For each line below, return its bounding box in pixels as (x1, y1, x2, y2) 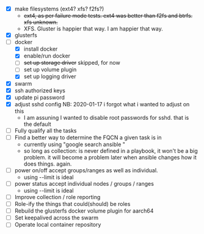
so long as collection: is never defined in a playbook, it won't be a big (23, 147, 198, 155)
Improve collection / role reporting (14, 194, 101, 200)
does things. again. (23, 160, 72, 167)
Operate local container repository (14, 221, 101, 229)
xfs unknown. (23, 18, 59, 26)
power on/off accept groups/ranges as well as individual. (14, 166, 158, 174)
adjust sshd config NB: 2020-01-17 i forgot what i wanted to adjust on (14, 100, 190, 108)
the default (23, 120, 51, 128)
